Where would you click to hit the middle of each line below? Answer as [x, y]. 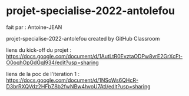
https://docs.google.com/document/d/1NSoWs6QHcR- [72, 80]
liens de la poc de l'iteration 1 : [43, 74]
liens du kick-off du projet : [39, 50]
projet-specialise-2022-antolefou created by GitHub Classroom [83, 38]
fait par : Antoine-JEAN [34, 27]
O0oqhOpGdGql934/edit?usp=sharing [52, 62]
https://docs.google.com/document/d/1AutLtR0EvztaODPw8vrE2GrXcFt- [94, 56]
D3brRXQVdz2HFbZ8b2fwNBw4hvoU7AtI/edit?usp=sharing [78, 86]
